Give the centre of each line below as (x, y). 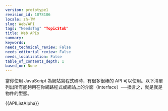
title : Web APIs (22, 33)
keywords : (16, 43)
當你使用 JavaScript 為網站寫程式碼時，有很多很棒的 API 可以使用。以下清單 (84, 81)
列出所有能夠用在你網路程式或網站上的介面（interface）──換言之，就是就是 (84, 87)
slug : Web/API (20, 24)
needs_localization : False (34, 57)
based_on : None (21, 66)
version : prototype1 (27, 10)
